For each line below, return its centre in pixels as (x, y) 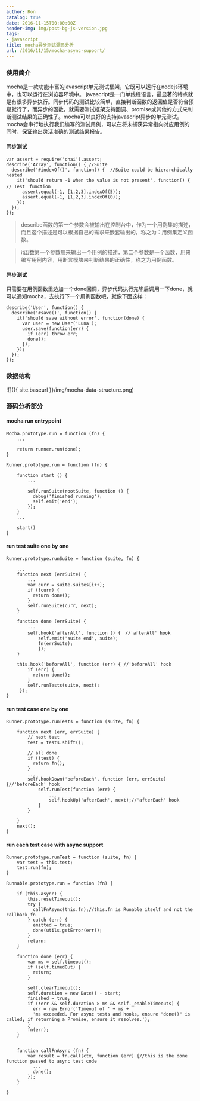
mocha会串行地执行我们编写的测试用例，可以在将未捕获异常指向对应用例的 (98, 124)
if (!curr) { (44, 590)
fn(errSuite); (55, 644)
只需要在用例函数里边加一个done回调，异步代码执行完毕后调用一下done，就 (99, 289)
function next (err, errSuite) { (58, 732)
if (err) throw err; (53, 334)
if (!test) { (44, 759)
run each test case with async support (55, 845)
